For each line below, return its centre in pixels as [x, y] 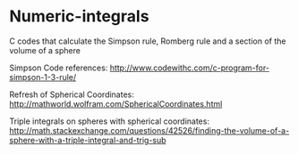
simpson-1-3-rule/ [43, 77]
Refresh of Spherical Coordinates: [72, 94]
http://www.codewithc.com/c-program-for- [190, 68]
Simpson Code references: [59, 68]
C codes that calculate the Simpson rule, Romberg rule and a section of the [148, 41]
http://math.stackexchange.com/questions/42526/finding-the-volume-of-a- [149, 130]
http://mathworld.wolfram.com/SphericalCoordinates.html [116, 103]
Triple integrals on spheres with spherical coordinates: [110, 121]
